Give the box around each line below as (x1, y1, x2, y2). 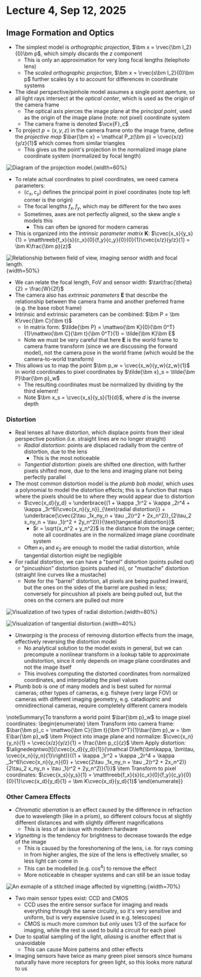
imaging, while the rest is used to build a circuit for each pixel (23, 926, 176, 934)
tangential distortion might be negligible (23, 551, 122, 559)
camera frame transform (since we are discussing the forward (23, 343, 178, 350)
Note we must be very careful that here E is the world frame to (23, 336, 178, 343)
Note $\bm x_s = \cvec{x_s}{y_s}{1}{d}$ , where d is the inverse (23, 394, 181, 401)
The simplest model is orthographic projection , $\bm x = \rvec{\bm (14, 43, 181, 51)
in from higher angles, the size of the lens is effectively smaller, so (23, 851, 188, 858)
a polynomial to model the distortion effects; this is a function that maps (14, 486, 193, 494)
